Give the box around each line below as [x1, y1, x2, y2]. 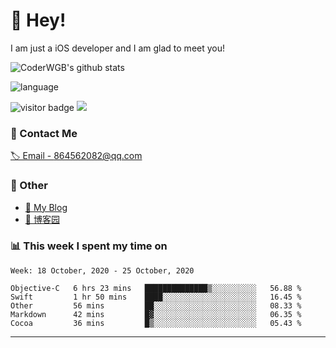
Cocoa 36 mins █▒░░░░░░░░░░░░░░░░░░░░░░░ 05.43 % [10, 318, 302, 328]
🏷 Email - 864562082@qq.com [10, 150, 143, 162]
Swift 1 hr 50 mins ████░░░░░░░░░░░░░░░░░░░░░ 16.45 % [10, 292, 302, 302]
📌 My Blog [24, 201, 68, 213]
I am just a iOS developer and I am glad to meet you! [10, 42, 226, 54]
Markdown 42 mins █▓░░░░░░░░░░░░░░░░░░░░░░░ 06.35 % [10, 309, 302, 319]
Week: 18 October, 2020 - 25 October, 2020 [10, 265, 195, 276]
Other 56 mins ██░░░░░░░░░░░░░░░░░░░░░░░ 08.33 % [10, 300, 302, 311]
